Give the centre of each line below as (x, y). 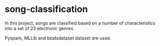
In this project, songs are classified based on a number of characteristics (80, 23)
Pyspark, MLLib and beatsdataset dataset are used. (58, 38)
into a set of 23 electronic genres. (40, 28)
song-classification (46, 9)
